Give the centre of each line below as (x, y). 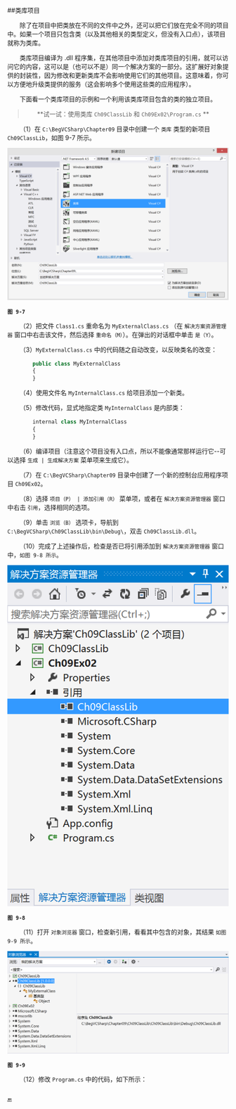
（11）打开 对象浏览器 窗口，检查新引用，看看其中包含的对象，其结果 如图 (123, 932)
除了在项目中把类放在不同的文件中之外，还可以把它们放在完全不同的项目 (124, 25)
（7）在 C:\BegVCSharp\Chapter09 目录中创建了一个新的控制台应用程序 (121, 475)
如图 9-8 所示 (38, 555)
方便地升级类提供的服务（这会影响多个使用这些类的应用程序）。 (104, 84)
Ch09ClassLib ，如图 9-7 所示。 (52, 138)
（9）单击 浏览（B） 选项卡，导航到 (70, 522)
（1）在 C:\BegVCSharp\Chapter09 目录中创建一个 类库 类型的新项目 (115, 129)
